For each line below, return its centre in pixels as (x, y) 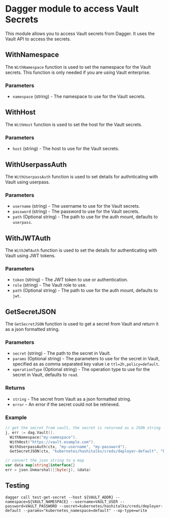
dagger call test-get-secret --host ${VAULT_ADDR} (59, 497)
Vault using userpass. (28, 182)
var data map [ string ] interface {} (40, 465)
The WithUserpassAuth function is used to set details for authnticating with (82, 176)
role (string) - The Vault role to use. (50, 285)
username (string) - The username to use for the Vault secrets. (76, 206)
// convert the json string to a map (45, 460)
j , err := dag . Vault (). (30, 433)
